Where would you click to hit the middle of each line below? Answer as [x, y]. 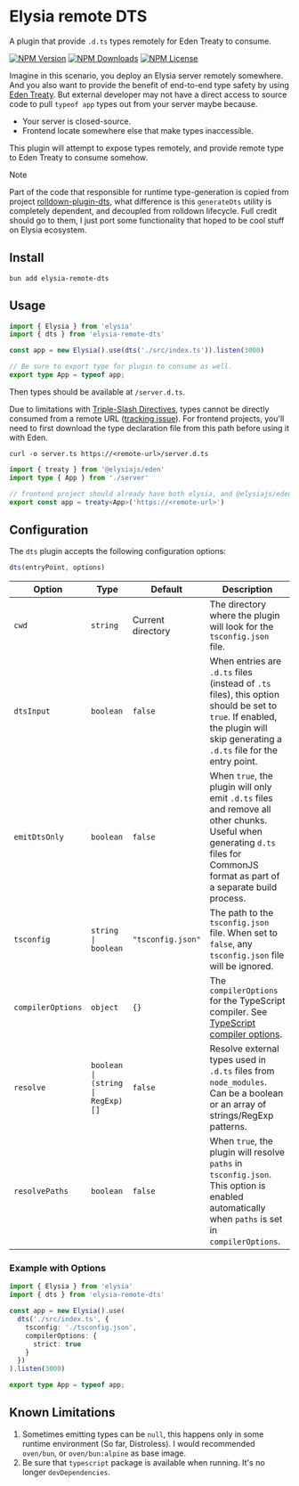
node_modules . [238, 1082]
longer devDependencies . [66, 1472]
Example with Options [58, 1269]
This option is [238, 1186]
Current [148, 620]
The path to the [242, 913]
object [104, 1008]
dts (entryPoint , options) [57, 567]
